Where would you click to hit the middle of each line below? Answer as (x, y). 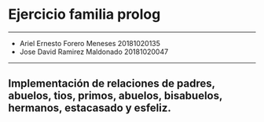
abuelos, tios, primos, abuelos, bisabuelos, (115, 96)
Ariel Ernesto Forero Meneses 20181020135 (90, 43)
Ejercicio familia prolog (84, 14)
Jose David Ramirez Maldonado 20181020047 (94, 52)
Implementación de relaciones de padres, (112, 84)
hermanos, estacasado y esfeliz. (90, 108)
